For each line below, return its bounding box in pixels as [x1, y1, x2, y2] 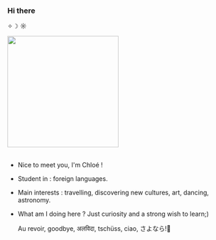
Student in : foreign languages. [17, 174, 108, 183]
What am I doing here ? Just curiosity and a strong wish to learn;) [17, 209, 210, 219]
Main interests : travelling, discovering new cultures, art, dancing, [17, 188, 210, 197]
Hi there [7, 6, 36, 16]
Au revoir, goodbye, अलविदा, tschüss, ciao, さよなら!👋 [17, 224, 171, 233]
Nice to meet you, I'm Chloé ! [17, 161, 103, 169]
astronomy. [17, 196, 51, 204]
